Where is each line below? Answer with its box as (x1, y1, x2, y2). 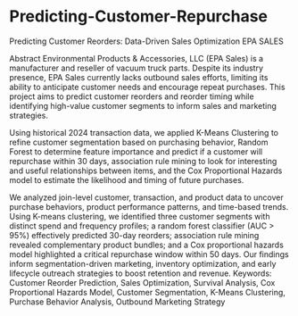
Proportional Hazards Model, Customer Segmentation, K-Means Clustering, (9, 287, 286, 297)
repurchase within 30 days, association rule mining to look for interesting (9, 155, 277, 166)
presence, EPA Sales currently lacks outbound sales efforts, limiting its (9, 71, 269, 82)
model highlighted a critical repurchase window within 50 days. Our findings (9, 248, 289, 260)
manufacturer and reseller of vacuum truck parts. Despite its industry (9, 62, 264, 73)
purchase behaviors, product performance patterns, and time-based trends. (9, 201, 289, 212)
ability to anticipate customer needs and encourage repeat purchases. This (9, 81, 286, 92)
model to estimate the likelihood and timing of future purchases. (9, 174, 244, 185)
